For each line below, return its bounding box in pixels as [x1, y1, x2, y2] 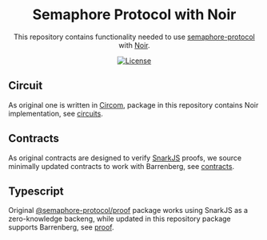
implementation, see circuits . [8, 108, 104, 118]
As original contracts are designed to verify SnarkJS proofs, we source [8, 153, 242, 163]
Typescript [8, 184, 64, 198]
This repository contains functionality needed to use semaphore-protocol [13, 32, 256, 41]
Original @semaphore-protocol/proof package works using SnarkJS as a [8, 206, 249, 215]
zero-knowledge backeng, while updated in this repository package [8, 214, 231, 224]
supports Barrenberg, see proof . [8, 222, 114, 232]
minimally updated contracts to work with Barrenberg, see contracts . [8, 161, 234, 171]
